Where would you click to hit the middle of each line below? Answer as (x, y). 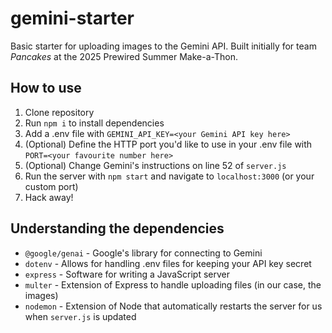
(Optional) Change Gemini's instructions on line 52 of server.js (155, 165)
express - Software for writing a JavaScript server (127, 274)
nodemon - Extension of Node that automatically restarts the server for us (173, 306)
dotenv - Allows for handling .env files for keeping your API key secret (168, 263)
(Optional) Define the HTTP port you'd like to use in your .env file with (168, 144)
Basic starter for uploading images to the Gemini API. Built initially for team (163, 46)
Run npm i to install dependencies (94, 123)
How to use (46, 88)
